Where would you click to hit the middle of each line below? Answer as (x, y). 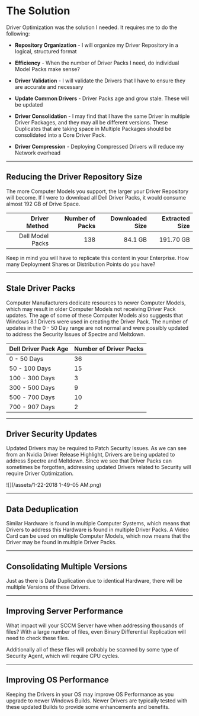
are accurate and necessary (49, 86)
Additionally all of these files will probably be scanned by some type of (92, 649)
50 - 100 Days (30, 368)
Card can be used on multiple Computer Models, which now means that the (98, 536)
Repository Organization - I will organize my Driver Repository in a (97, 45)
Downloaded (129, 219)
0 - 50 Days (26, 358)
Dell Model (34, 236)
